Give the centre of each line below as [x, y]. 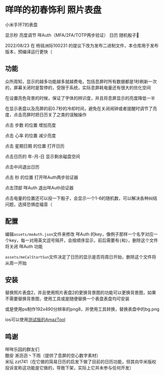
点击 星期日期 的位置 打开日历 [35, 146]
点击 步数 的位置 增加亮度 [31, 125]
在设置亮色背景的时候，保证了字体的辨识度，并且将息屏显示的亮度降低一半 [80, 98]
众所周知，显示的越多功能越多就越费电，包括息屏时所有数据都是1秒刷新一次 [81, 81]
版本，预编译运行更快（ [29, 52]
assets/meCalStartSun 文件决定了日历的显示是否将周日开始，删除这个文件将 [81, 257]
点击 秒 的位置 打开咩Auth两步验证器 [42, 177]
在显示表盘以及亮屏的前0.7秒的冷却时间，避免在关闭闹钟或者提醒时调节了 [79, 108]
